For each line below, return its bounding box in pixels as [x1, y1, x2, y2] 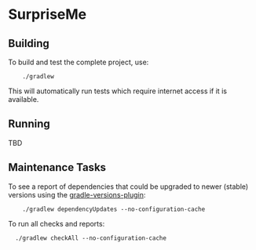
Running [8, 118, 51, 131]
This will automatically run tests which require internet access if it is [8, 86, 228, 96]
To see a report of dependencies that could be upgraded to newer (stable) [8, 182, 249, 191]
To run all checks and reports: [8, 219, 105, 228]
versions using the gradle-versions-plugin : [8, 190, 146, 199]
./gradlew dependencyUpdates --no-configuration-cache [22, 205, 206, 213]
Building [8, 37, 49, 50]
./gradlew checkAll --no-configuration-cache [15, 234, 167, 242]
